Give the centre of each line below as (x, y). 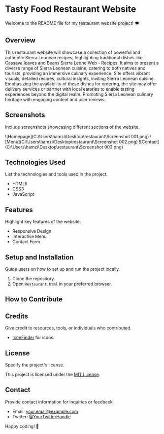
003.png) (114, 147)
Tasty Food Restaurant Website (71, 9)
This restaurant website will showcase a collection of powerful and (73, 52)
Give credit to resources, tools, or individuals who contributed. (68, 328)
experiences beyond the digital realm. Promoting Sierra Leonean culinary (79, 94)
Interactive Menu (29, 236)
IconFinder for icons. (33, 338)
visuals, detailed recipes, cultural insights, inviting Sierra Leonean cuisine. (80, 78)
